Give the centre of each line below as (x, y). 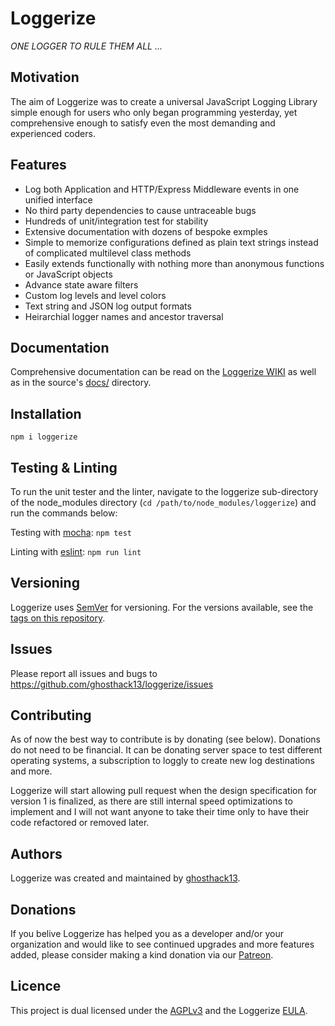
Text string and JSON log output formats (108, 306)
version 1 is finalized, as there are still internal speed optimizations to (151, 801)
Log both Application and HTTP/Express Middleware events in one (162, 189)
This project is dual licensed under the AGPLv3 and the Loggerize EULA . (159, 1010)
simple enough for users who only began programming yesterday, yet (154, 112)
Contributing (51, 715)
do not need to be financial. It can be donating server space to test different (166, 750)
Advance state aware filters (81, 284)
